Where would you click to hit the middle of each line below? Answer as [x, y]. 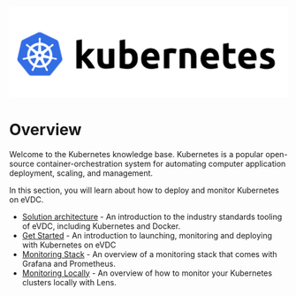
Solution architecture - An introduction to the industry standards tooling [152, 216]
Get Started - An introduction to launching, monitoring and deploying [147, 235]
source [22, 163]
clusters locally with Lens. [69, 282]
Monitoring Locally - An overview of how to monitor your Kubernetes [147, 273]
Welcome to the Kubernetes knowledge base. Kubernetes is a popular [137, 154]
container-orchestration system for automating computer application [161, 163]
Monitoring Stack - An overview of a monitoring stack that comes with [149, 254]
